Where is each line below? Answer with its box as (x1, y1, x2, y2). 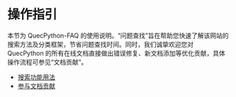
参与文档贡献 (17, 81, 55, 90)
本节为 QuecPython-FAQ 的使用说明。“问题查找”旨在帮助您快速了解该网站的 (7, 31, 229, 40)
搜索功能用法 (17, 72, 55, 81)
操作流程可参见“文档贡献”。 (7, 57, 88, 66)
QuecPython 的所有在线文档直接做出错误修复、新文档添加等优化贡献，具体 (7, 49, 225, 57)
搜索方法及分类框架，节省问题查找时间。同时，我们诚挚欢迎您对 (7, 40, 193, 48)
